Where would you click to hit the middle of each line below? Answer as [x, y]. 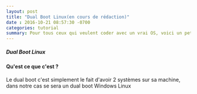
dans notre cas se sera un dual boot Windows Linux [69, 86]
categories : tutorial [33, 28]
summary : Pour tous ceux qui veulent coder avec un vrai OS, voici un [94, 33]
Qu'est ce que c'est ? [32, 67]
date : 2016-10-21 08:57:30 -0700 [48, 22]
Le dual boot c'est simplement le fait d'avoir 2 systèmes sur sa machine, [93, 79]
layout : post [22, 11]
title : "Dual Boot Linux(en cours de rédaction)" [68, 17]
